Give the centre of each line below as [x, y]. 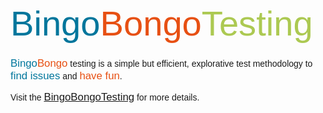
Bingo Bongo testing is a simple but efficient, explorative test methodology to [161, 63]
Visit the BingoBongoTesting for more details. [105, 96]
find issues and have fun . [66, 75]
